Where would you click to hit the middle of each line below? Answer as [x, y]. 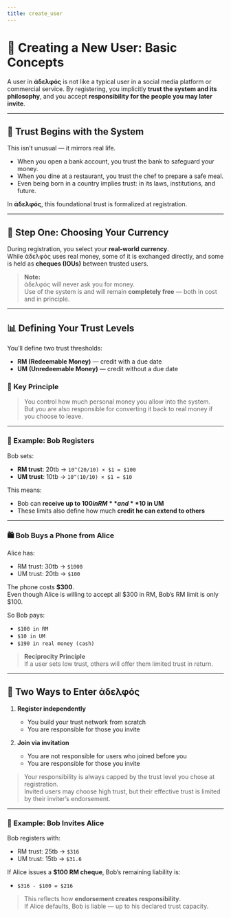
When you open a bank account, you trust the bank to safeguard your [115, 161]
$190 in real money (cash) [56, 643]
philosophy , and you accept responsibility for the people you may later [110, 96]
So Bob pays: [26, 615]
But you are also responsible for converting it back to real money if [118, 409]
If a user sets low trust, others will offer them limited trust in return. [118, 664]
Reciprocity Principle [55, 656]
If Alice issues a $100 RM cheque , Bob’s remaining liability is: [94, 872]
